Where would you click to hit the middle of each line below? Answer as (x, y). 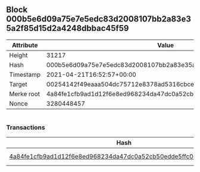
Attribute (25, 45)
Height (18, 55)
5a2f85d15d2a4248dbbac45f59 (68, 28)
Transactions (26, 127)
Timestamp (25, 74)
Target (18, 84)
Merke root (25, 93)
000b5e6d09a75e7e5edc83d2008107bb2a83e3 (99, 19)
